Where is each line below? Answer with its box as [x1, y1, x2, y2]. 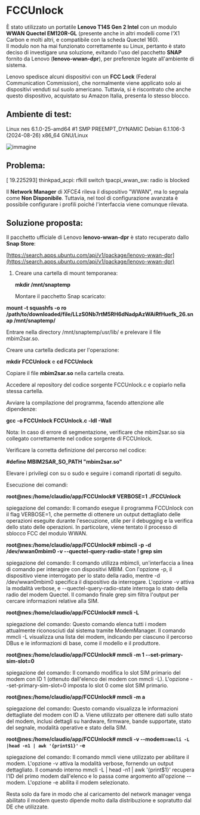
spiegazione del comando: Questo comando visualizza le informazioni [6, 705, 179, 712]
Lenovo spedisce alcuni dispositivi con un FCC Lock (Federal [6, 73, 156, 80]
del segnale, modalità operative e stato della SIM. [6, 724, 127, 731]
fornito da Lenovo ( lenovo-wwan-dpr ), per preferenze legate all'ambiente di [6, 55, 195, 62]
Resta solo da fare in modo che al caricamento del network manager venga [6, 791, 191, 798]
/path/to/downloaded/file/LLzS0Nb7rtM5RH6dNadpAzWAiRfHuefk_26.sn [6, 311, 194, 318]
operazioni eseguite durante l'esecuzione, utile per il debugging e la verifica [6, 517, 193, 525]
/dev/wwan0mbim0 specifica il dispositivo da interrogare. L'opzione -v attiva [6, 578, 195, 586]
